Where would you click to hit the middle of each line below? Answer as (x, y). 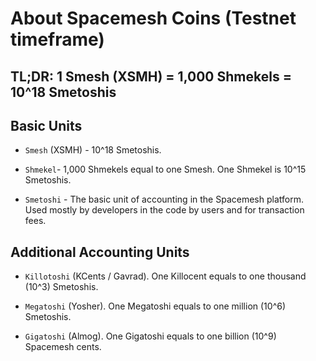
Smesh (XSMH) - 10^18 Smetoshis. (93, 150)
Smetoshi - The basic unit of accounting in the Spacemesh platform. (164, 199)
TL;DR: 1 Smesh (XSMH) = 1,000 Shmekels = (151, 76)
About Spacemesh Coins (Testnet (153, 18)
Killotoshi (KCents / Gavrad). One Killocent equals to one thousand (165, 276)
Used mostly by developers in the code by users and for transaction (164, 210)
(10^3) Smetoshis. (61, 287)
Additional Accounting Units (100, 252)
